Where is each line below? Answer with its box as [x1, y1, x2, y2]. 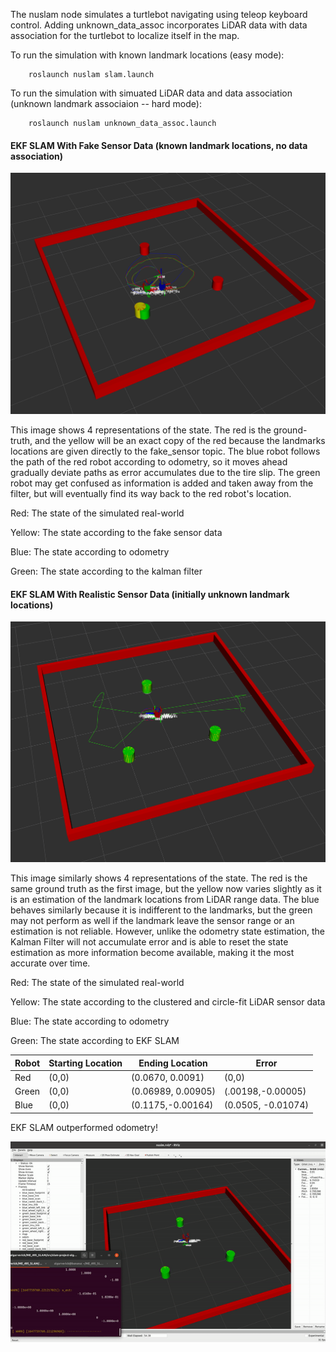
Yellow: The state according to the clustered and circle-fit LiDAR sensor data [10, 996, 326, 1008]
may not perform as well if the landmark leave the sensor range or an [10, 915, 295, 927]
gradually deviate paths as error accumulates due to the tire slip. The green [10, 467, 321, 479]
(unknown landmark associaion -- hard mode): [10, 98, 202, 109]
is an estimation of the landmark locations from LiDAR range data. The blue [10, 894, 320, 906]
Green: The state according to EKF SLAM [10, 1035, 180, 1047]
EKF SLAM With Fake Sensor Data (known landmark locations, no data [10, 139, 308, 151]
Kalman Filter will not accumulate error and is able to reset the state [10, 936, 289, 948]
